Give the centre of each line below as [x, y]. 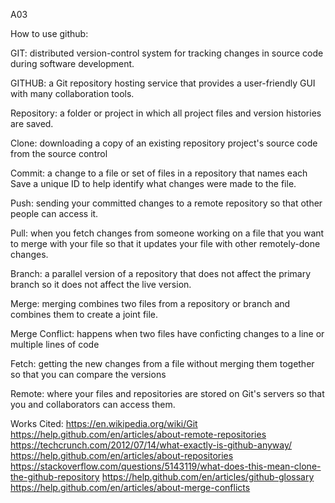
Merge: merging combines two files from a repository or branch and [150, 303]
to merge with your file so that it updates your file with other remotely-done [165, 243]
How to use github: [49, 33]
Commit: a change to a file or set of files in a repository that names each [159, 173]
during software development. [72, 63]
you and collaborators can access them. [93, 404]
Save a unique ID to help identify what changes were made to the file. [153, 183]
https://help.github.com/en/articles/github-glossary [208, 477]
